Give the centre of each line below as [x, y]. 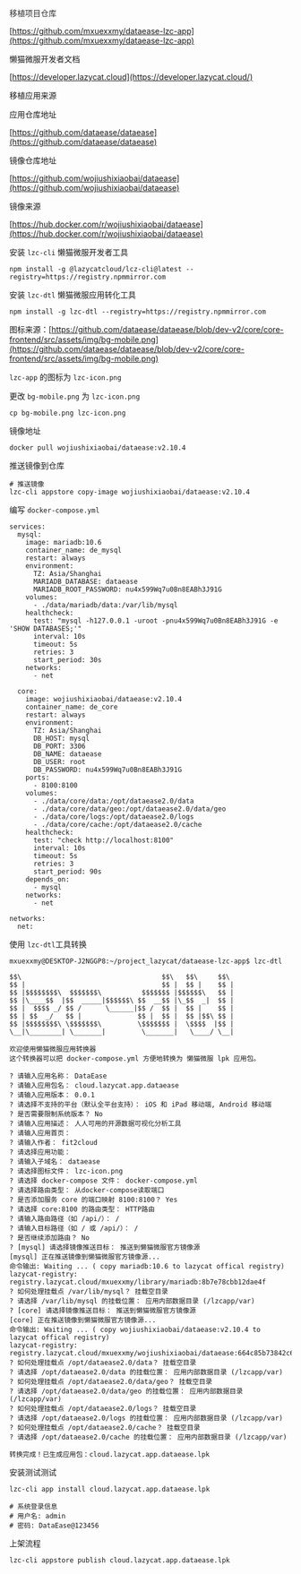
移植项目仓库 [33, 13]
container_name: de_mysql [74, 550]
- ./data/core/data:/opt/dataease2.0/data [113, 801]
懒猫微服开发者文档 [45, 59]
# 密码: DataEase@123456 [54, 1526]
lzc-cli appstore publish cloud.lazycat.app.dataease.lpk [120, 1561]
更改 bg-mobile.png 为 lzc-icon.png [75, 396]
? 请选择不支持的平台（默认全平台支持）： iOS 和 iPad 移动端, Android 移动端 [140, 1105]
